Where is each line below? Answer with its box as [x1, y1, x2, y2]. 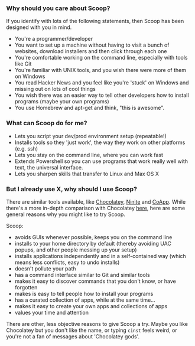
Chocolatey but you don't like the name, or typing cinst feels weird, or [6, 327, 177, 334]
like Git [14, 60, 32, 67]
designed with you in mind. [6, 24, 72, 31]
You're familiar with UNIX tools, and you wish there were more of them [14, 67, 186, 74]
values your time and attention [14, 309, 89, 316]
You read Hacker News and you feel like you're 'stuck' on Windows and [14, 79, 189, 86]
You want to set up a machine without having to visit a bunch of [14, 41, 170, 48]
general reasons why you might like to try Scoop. [6, 211, 126, 218]
